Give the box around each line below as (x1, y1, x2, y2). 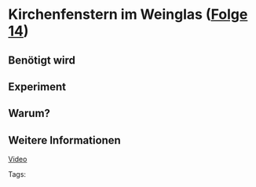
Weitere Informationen (8, 134, 122, 147)
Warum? (8, 107, 51, 120)
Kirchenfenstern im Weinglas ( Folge (8, 5, 248, 24)
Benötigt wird (8, 53, 76, 67)
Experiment (8, 80, 67, 93)
